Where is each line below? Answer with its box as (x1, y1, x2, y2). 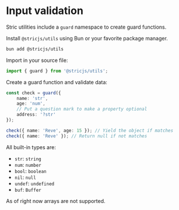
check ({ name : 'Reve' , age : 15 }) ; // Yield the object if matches (6, 128, 174, 133)
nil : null (14, 174, 36, 181)
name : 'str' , (16, 95, 48, 101)
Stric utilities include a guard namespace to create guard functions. (6, 23, 167, 30)
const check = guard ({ (6, 89, 61, 96)
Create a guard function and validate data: (6, 78, 108, 85)
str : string (14, 155, 42, 162)
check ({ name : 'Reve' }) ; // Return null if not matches (6, 133, 148, 139)
